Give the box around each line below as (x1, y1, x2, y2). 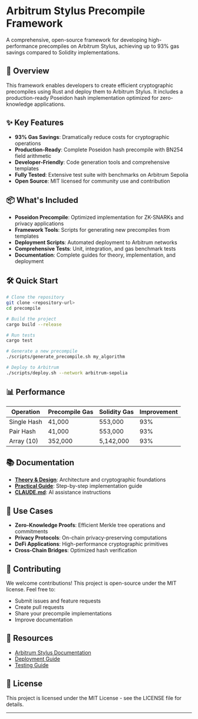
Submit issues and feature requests (14, 597, 101, 604)
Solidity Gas (99, 407, 134, 416)
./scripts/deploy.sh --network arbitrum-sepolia (6, 370, 128, 376)
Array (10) (9, 436, 38, 445)
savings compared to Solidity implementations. (6, 48, 120, 56)
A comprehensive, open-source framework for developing (6, 36, 147, 43)
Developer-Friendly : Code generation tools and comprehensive (14, 158, 170, 166)
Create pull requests (14, 604, 64, 611)
